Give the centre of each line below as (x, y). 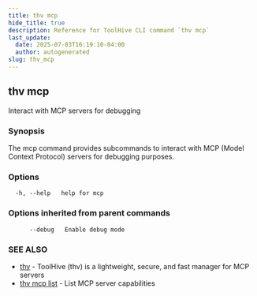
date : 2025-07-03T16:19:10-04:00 (70, 45)
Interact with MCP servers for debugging (74, 111)
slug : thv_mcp (32, 60)
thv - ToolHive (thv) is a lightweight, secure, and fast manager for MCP (134, 266)
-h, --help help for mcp (60, 193)
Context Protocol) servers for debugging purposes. (91, 156)
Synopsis (26, 131)
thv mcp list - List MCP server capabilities (87, 283)
